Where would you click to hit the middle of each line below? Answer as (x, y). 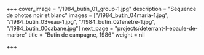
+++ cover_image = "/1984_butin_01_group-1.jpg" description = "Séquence (101, 9)
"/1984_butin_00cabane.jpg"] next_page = (60, 28)
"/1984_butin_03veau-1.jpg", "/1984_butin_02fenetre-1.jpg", (81, 22)
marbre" (17, 35)
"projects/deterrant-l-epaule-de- (156, 28)
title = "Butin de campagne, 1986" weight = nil (87, 35)
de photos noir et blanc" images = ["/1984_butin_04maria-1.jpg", (88, 15)
